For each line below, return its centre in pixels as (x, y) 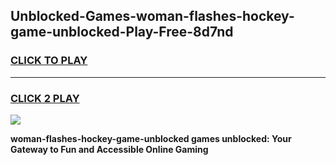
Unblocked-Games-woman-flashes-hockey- (152, 16)
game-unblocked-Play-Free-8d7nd (122, 32)
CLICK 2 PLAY (45, 98)
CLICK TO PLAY (49, 61)
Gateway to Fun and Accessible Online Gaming (109, 149)
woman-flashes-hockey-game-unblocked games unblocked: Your (151, 138)
